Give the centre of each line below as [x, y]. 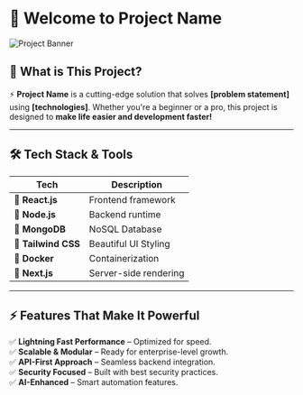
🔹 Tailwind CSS [47, 243]
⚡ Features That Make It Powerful [105, 315]
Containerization [124, 258]
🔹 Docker [34, 258]
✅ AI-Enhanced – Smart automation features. [94, 382]
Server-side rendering [137, 272]
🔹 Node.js [35, 214]
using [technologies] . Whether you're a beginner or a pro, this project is [143, 106]
